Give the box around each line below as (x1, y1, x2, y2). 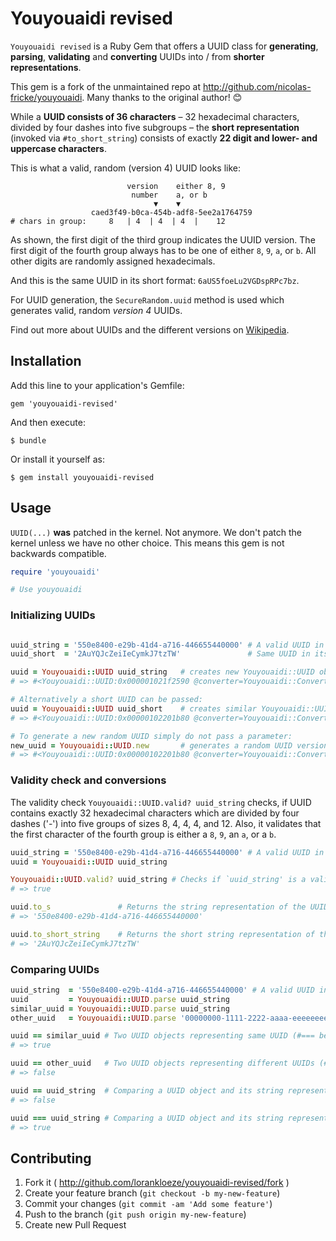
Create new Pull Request (24, 1219, 127, 1231)
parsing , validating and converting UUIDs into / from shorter (10, 50, 265, 62)
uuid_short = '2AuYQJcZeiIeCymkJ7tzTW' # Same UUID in (10, 649, 311, 659)
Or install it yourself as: (10, 453, 105, 465)
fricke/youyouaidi (10, 91, 83, 103)
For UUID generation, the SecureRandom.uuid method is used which (10, 293, 285, 306)
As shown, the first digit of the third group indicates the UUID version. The (10, 233, 316, 246)
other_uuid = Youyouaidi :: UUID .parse (10, 1013, 177, 1023)
